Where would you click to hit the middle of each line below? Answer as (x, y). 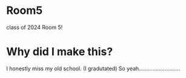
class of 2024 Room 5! (35, 27)
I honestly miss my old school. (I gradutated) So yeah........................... (93, 68)
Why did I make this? (60, 52)
